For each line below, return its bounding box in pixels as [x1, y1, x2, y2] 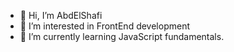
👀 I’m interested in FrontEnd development [19, 20, 190, 32]
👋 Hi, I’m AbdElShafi [19, 10, 103, 21]
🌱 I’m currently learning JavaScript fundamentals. [19, 31, 225, 42]
